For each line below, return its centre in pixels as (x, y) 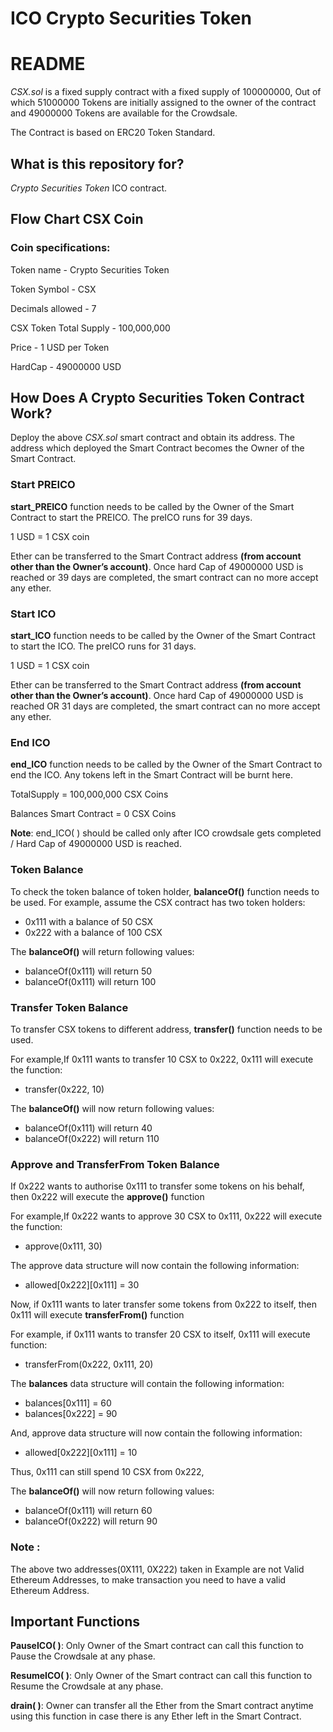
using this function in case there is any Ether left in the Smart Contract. (156, 1716)
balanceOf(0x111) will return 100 (90, 981)
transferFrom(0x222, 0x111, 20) (89, 1364)
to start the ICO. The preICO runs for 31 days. (103, 646)
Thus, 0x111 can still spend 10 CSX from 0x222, (107, 1472)
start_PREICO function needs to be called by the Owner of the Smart (152, 506)
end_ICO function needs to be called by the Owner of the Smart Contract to (166, 764)
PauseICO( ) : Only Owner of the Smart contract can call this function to (157, 1646)
